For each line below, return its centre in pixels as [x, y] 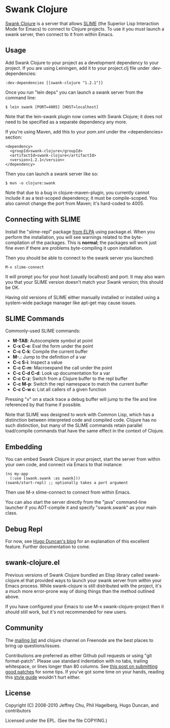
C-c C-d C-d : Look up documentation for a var [61, 373]
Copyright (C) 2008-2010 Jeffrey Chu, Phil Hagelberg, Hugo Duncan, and [82, 705]
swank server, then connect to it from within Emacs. [60, 34]
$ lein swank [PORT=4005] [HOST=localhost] [52, 107]
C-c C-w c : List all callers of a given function [59, 389]
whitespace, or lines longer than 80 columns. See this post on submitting [81, 666]
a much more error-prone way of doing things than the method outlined [80, 591]
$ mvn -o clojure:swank [30, 183]
